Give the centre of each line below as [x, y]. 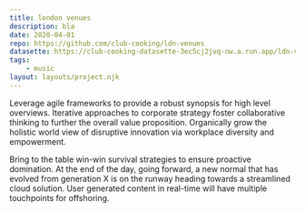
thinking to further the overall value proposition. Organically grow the [138, 122]
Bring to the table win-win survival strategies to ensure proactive [130, 159]
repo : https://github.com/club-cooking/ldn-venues [107, 43]
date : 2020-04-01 [42, 35]
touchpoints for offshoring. [59, 197]
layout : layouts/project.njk [64, 77]
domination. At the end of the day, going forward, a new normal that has [144, 168]
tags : [20, 60]
